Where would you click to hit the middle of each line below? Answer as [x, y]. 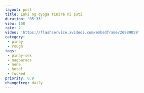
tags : [11, 51]
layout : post [18, 10]
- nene [14, 64]
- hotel [15, 69]
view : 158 [15, 23]
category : [15, 37]
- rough [15, 46]
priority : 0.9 [20, 78]
